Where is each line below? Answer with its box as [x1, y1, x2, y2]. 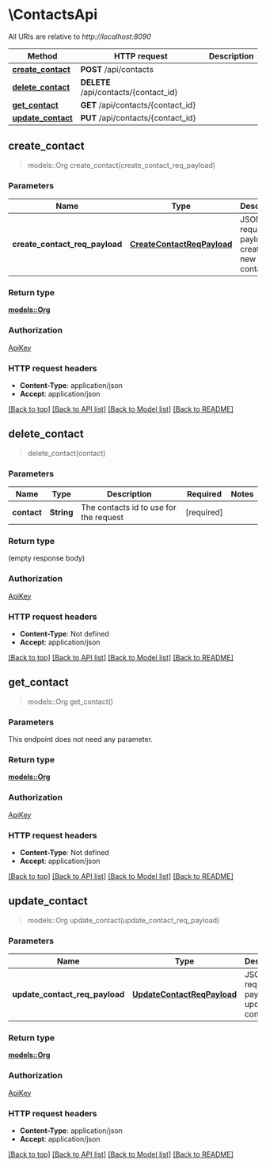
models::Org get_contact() [27, 697, 113, 706]
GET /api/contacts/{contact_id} [80, 99, 196, 110]
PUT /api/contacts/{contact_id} [80, 112, 196, 124]
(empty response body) [8, 553, 85, 563]
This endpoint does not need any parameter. [8, 735, 153, 744]
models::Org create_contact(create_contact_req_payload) [27, 160, 216, 169]
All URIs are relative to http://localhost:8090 [8, 32, 152, 41]
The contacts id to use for [81, 502, 177, 513]
